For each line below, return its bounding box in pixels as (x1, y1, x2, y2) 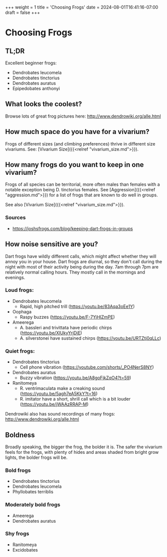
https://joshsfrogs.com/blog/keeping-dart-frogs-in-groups (12, 225, 133, 231)
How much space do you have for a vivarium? (5, 128, 150, 136)
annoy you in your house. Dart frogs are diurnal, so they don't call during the (5, 259, 163, 265)
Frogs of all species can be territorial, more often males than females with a (5, 181, 161, 187)
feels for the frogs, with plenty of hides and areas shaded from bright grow (5, 449, 159, 455)
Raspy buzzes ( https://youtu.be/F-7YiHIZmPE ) (19, 314, 115, 320)
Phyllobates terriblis (12, 489, 54, 495)
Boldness (5, 430, 35, 439)
